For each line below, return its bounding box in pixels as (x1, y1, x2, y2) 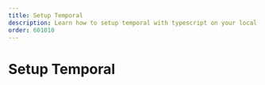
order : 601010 (8, 26, 56, 34)
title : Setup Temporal (8, 11, 83, 20)
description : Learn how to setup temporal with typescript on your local (8, 19, 258, 27)
